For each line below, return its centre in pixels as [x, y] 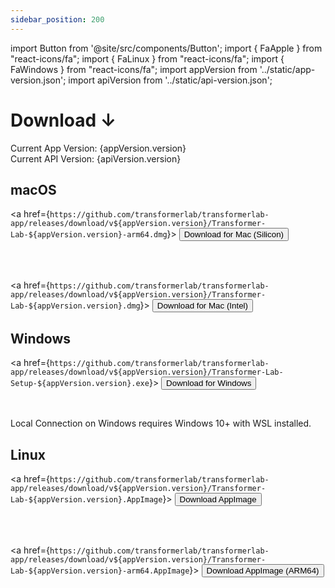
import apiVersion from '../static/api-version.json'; [170, 80]
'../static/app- [287, 69]
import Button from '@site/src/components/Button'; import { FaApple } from [166, 48]
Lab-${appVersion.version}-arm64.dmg [89, 235]
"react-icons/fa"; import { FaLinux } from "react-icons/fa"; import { [147, 58]
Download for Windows [209, 383]
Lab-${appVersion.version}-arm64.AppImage [100, 571]
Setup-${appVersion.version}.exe [80, 384]
